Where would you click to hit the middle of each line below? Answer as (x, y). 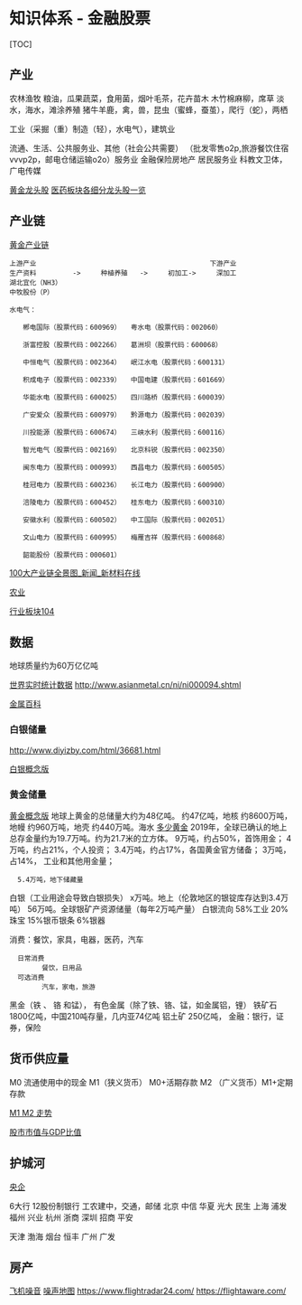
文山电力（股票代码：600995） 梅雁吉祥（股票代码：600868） (126, 537)
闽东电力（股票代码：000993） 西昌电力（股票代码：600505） (126, 467)
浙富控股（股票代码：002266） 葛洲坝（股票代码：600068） (122, 344)
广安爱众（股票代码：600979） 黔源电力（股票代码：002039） (126, 415)
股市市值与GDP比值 (46, 1131)
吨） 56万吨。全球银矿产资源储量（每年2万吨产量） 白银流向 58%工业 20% (149, 908)
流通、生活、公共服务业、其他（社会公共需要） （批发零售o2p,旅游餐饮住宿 (149, 148)
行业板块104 (32, 611)
